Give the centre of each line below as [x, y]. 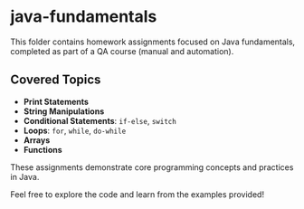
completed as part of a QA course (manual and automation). [122, 51]
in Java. [25, 176]
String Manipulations [64, 111]
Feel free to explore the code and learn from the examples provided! [138, 194]
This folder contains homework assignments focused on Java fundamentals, [153, 42]
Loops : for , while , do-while [75, 130]
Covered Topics [56, 80]
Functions [43, 149]
